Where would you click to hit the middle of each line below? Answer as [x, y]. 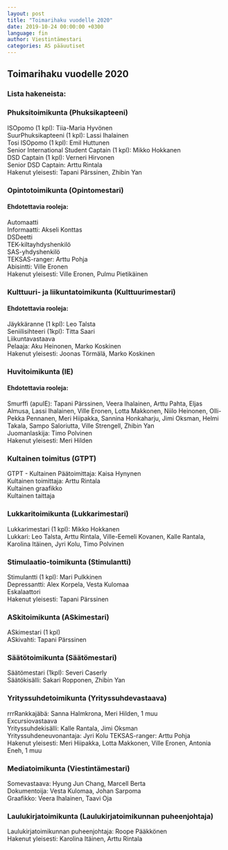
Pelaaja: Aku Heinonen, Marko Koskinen [64, 346]
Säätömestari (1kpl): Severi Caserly [57, 673]
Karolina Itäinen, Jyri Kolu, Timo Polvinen [66, 544]
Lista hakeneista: [37, 94]
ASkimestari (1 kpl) [34, 632]
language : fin [28, 33]
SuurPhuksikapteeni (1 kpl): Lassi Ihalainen [68, 135]
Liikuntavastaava [31, 339]
